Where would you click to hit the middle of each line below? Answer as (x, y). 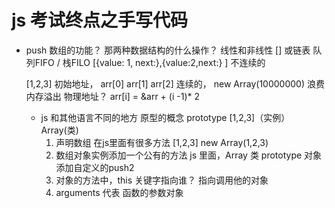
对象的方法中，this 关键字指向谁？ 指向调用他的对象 (162, 180)
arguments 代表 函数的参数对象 (119, 192)
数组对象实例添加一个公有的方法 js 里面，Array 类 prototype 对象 (189, 155)
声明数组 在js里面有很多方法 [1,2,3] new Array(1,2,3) (162, 142)
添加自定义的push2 (95, 167)
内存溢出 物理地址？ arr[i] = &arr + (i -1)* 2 (112, 96)
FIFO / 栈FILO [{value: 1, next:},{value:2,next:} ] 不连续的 (150, 62)
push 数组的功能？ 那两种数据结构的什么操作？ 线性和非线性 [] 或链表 (168, 50)
